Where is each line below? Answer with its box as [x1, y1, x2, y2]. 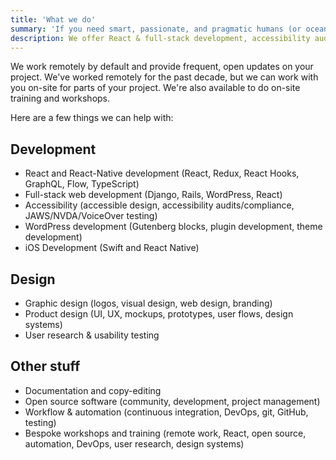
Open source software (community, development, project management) [24, 395, 321, 407]
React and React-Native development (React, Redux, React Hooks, [24, 167, 300, 180]
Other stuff [10, 358, 81, 375]
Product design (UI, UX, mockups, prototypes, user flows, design [24, 308, 294, 320]
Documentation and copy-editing [24, 384, 162, 396]
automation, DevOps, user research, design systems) [24, 437, 245, 450]
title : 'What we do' [10, 14, 97, 25]
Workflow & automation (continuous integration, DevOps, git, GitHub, [24, 406, 309, 418]
